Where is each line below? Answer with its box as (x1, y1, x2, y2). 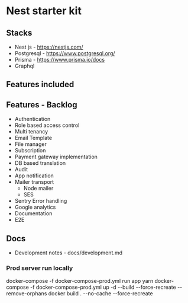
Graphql (14, 62, 35, 69)
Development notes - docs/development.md (14, 249, 123, 256)
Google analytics (14, 203, 56, 211)
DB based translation (14, 160, 66, 167)
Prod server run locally (6, 264, 73, 272)
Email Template (14, 135, 52, 142)
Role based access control (14, 122, 80, 129)
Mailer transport (14, 178, 54, 186)
